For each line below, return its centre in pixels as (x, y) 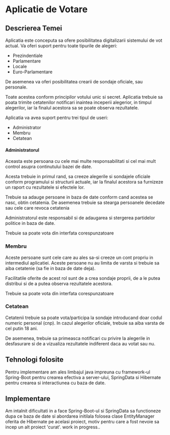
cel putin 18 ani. (22, 328)
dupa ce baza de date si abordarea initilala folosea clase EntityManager (80, 416)
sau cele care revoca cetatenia (37, 208)
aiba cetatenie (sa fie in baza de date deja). (50, 268)
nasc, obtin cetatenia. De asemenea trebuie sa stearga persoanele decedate (85, 202)
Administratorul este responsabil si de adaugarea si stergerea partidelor (80, 218)
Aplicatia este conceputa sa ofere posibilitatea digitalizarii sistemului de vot (84, 40)
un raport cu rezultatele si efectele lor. (45, 187)
